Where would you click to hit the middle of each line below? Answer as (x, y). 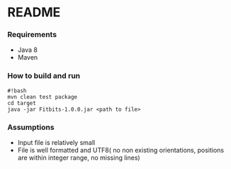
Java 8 (27, 50)
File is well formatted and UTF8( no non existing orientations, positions (121, 151)
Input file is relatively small (56, 143)
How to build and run (44, 76)
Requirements (32, 35)
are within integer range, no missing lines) (79, 158)
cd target (22, 103)
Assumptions (31, 127)
